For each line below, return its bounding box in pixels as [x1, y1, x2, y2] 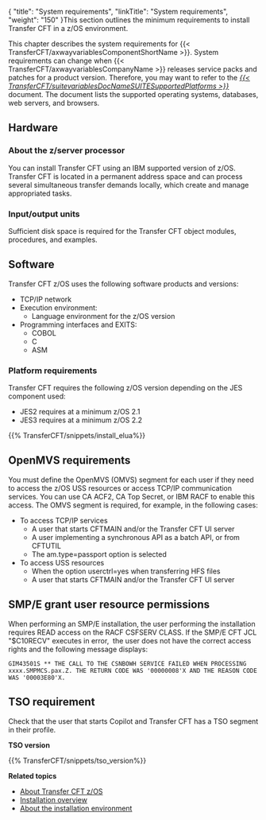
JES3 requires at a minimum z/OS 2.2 [19, 415, 143, 425]
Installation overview [19, 795, 87, 804]
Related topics [8, 771, 57, 780]
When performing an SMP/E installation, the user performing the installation [8, 619, 256, 628]
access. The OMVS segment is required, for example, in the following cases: [8, 500, 258, 510]
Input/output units [8, 208, 81, 220]
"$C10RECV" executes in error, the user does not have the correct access [8, 635, 252, 645]
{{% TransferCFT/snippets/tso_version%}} [8, 756, 147, 765]
